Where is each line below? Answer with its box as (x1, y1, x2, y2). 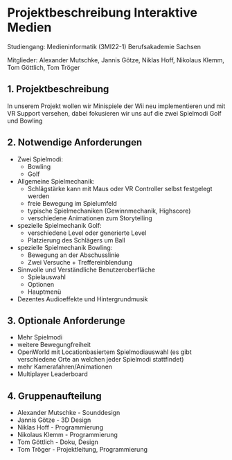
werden (27, 192, 50, 200)
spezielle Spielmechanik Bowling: (17, 243, 113, 251)
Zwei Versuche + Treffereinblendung (27, 258, 133, 266)
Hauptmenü (27, 287, 62, 296)
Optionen (27, 280, 54, 288)
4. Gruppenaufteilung (7, 390, 102, 402)
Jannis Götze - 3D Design (17, 416, 91, 424)
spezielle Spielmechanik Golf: (17, 221, 102, 229)
